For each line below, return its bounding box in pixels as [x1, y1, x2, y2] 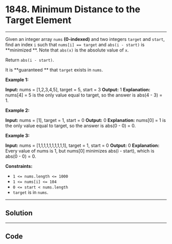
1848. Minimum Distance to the [5, 4, 141, 15]
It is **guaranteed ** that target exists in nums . [5, 66, 103, 72]
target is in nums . [12, 189, 49, 195]
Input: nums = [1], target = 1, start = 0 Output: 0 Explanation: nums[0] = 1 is [5, 117, 166, 123]
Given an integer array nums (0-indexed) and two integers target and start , [5, 36, 165, 42]
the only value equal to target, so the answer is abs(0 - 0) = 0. [5, 123, 136, 129]
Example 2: [5, 107, 30, 113]
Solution [5, 209, 33, 217]
